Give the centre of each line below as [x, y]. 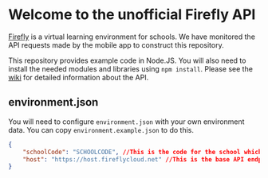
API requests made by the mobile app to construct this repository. [116, 44]
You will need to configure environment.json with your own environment [126, 122]
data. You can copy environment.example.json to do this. [101, 130]
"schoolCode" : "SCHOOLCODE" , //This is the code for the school [132, 152]
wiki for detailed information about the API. [79, 77]
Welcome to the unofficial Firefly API [132, 15]
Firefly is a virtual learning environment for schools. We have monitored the [132, 37]
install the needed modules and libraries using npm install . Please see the [131, 68]
